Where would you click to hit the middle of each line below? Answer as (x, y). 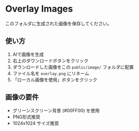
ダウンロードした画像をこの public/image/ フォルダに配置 (73, 67)
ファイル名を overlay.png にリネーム (51, 73)
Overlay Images (39, 9)
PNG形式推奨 (26, 117)
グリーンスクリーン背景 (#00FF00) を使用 (56, 110)
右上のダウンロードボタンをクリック (50, 60)
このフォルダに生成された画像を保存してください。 (59, 23)
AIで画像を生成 (28, 54)
